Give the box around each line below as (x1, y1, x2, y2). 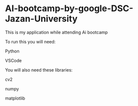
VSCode (5, 57, 22, 63)
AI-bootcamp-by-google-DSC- (5, 3, 134, 14)
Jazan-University (5, 13, 78, 24)
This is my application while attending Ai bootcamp (5, 29, 108, 35)
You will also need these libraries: (5, 67, 73, 73)
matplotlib (5, 95, 25, 101)
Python (5, 48, 20, 54)
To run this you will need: (5, 38, 56, 44)
